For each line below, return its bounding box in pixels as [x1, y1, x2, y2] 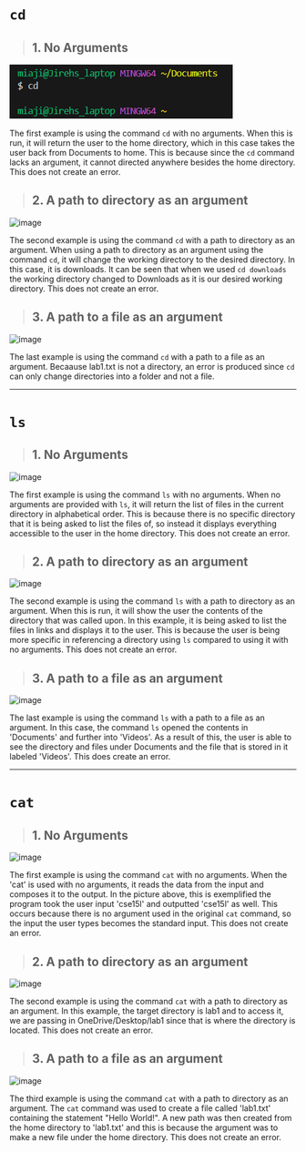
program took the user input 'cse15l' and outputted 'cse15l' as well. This [9, 899, 278, 910]
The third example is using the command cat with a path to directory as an [9, 1093, 289, 1104]
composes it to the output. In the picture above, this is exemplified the [9, 889, 271, 900]
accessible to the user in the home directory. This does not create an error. [9, 527, 291, 538]
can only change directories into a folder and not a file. [9, 371, 216, 382]
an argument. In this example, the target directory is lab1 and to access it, [9, 1005, 284, 1016]
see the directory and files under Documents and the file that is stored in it [9, 741, 289, 752]
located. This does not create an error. [9, 1025, 153, 1036]
